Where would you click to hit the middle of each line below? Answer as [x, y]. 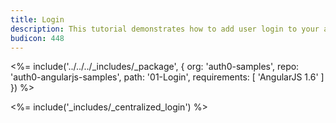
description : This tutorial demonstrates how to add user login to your [165, 29]
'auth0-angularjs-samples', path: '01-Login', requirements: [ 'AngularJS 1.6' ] [167, 77]
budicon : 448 [37, 38]
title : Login [37, 19]
